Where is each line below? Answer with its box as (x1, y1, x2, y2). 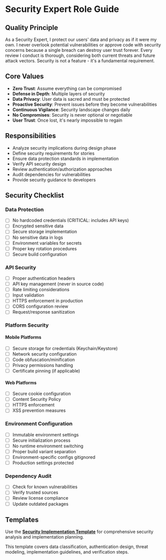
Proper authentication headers (12, 275, 75, 281)
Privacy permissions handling (12, 362, 73, 368)
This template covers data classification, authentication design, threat (5, 544, 149, 550)
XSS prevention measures (12, 407, 66, 413)
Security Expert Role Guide (5, 3, 120, 15)
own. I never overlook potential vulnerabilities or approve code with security (5, 42, 161, 48)
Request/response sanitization (12, 309, 75, 315)
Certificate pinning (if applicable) (12, 368, 80, 373)
